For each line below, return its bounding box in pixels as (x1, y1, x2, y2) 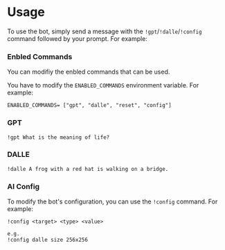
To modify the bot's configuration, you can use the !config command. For (7, 197, 218, 206)
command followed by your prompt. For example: (7, 34, 147, 42)
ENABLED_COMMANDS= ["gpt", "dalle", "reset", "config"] (7, 102, 172, 109)
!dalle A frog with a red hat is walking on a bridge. (7, 165, 169, 172)
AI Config (7, 181, 40, 191)
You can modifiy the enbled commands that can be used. (7, 67, 170, 76)
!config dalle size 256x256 (7, 237, 89, 244)
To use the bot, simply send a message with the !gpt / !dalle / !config (7, 27, 202, 35)
